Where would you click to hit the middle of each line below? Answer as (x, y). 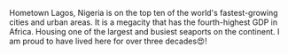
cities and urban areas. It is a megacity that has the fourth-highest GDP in (143, 22)
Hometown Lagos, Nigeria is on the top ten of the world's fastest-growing (144, 13)
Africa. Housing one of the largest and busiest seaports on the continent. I (144, 31)
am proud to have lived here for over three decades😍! (108, 41)
